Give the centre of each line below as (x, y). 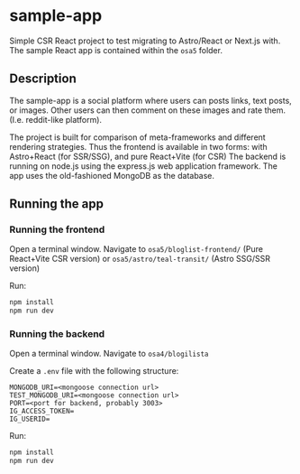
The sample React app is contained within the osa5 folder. (116, 50)
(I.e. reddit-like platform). (55, 119)
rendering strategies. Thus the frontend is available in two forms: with (138, 146)
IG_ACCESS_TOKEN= (42, 412)
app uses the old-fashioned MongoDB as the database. (112, 175)
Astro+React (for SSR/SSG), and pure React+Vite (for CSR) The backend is (148, 156)
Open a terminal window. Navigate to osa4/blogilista (109, 354)
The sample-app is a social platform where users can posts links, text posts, (151, 100)
